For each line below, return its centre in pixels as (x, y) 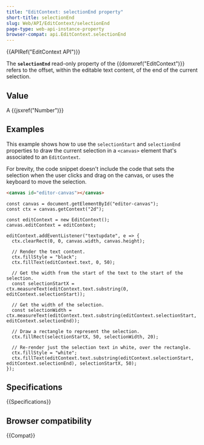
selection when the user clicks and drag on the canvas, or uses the (90, 175)
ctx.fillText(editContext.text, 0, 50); (63, 262)
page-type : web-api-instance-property (55, 29)
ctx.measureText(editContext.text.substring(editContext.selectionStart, (102, 316)
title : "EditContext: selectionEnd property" (65, 12)
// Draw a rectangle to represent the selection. (76, 331)
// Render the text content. (49, 252)
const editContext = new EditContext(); (58, 219)
